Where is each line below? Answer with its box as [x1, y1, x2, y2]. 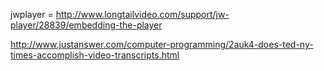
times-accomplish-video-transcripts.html [10, 49, 180, 61]
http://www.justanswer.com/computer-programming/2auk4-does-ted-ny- [10, 39, 314, 50]
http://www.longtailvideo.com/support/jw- [55, 9, 230, 20]
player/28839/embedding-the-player [10, 19, 163, 31]
